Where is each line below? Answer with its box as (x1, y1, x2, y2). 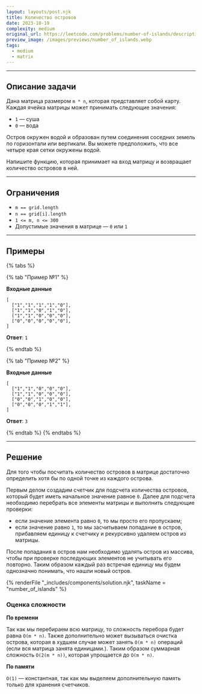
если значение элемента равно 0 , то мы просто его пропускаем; (14, 517, 182, 524)
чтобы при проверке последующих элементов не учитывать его (6, 554, 173, 561)
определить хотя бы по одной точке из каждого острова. (6, 474, 153, 482)
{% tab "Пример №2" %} (6, 357, 70, 364)
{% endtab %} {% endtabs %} (6, 429, 81, 437)
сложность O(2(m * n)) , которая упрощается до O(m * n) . (6, 651, 155, 658)
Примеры (6, 246, 45, 256)
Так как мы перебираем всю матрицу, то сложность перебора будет (6, 626, 184, 633)
